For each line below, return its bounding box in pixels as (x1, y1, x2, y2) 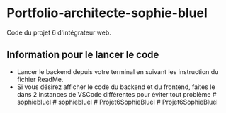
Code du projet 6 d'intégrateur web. (6, 28, 111, 37)
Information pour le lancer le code (6, 49, 159, 61)
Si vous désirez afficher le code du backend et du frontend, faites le (16, 83, 215, 91)
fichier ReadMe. (16, 75, 64, 83)
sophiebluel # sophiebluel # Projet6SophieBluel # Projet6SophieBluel (16, 97, 218, 106)
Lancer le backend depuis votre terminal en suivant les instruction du (16, 67, 219, 76)
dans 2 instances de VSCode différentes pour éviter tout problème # (16, 90, 217, 98)
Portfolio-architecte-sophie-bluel (6, 5, 208, 21)
